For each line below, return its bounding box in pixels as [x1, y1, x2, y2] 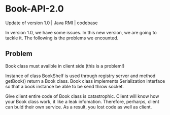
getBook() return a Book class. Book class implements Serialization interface [5, 78, 165, 84]
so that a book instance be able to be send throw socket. [5, 83, 124, 89]
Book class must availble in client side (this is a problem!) [5, 63, 125, 69]
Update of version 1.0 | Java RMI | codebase [5, 20, 98, 26]
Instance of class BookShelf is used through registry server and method [5, 73, 156, 79]
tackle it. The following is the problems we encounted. [5, 35, 119, 41]
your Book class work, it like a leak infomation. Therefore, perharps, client [5, 98, 160, 104]
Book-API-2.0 [5, 3, 64, 15]
